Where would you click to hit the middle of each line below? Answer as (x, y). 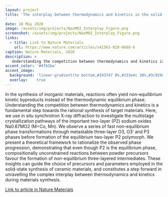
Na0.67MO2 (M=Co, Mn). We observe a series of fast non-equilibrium (77, 126)
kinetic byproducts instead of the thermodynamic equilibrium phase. (75, 100)
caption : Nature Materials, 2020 (40, 52)
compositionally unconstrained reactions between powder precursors (77, 153)
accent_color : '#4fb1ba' (31, 66)
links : (12, 38)
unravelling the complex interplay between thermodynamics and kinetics (80, 174)
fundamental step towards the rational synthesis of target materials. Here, (81, 110)
